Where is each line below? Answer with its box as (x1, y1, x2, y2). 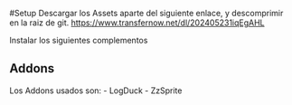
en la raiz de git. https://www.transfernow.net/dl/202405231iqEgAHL (9, 17, 265, 28)
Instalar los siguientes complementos (9, 35, 148, 45)
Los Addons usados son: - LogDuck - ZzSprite (9, 85, 183, 96)
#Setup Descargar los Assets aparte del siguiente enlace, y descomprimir (9, 8, 284, 18)
